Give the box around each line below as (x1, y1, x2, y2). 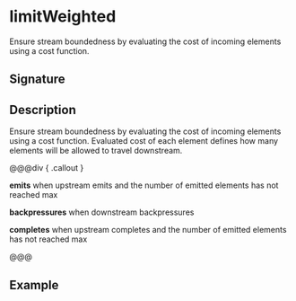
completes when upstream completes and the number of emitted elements (9, 225, 287, 235)
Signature (9, 72, 65, 87)
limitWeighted (9, 6, 117, 27)
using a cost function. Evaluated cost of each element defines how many (9, 136, 279, 146)
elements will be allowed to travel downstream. (9, 146, 183, 156)
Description (9, 102, 76, 118)
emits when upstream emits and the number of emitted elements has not (9, 180, 279, 190)
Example (9, 277, 59, 293)
